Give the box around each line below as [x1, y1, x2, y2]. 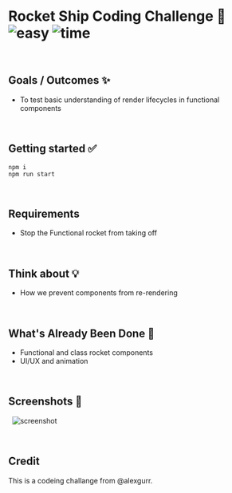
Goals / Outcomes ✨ [8, 73, 111, 87]
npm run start [8, 170, 56, 178]
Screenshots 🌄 [8, 395, 83, 408]
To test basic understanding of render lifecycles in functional [19, 95, 220, 105]
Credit [8, 455, 40, 468]
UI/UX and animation [19, 357, 88, 365]
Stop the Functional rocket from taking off [19, 228, 158, 238]
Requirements [8, 207, 80, 220]
